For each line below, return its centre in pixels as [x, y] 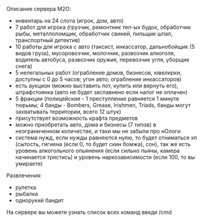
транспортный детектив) [48, 40]
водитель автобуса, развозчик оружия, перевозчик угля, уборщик [102, 60]
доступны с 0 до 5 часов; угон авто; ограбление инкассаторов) [98, 79]
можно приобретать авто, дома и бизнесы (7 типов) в [86, 124]
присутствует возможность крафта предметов [76, 118]
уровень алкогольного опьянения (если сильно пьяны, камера [98, 150]
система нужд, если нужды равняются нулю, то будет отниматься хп [106, 138]
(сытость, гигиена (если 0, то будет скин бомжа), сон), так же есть [103, 144]
